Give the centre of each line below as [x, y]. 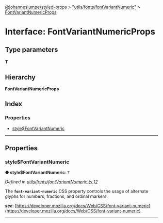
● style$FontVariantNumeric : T [37, 173]
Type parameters [32, 50]
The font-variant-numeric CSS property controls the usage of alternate [77, 191]
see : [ [11, 206]
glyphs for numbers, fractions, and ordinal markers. [57, 196]
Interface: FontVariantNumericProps [80, 32]
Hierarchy [20, 77]
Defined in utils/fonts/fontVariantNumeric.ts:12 [51, 182]
